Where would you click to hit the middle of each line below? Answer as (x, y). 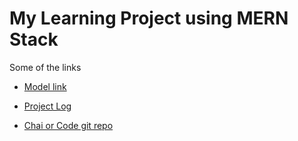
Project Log (47, 106)
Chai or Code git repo (68, 125)
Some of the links (45, 67)
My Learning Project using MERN (149, 18)
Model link (45, 86)
